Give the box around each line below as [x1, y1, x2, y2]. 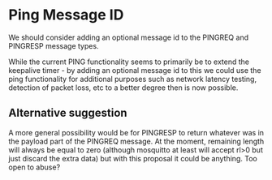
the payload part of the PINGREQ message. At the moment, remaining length [8, 136, 265, 146]
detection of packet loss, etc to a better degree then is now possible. [8, 83, 239, 92]
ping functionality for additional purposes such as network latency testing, [8, 74, 257, 84]
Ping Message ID [8, 6, 124, 24]
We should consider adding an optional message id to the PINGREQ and [8, 32, 249, 42]
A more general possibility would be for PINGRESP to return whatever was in [8, 127, 265, 137]
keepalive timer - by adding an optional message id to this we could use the [8, 65, 261, 75]
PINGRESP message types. [8, 41, 99, 50]
